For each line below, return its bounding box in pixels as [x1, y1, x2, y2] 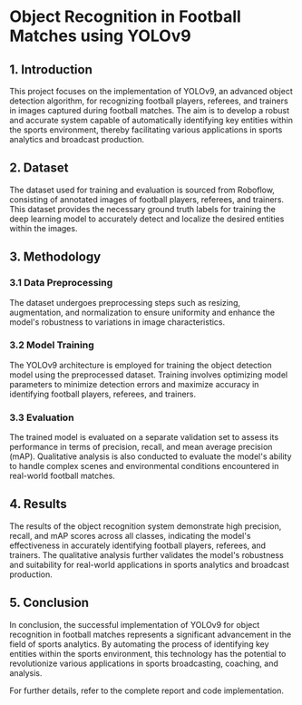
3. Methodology [9, 250, 102, 265]
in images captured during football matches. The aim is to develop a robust [9, 105, 290, 115]
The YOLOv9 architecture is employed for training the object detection [9, 359, 272, 370]
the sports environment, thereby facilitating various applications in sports [9, 124, 283, 135]
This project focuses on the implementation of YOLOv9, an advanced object [9, 86, 293, 96]
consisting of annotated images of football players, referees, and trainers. [9, 193, 284, 205]
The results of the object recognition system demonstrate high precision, [9, 520, 282, 532]
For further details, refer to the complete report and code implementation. [9, 685, 284, 696]
